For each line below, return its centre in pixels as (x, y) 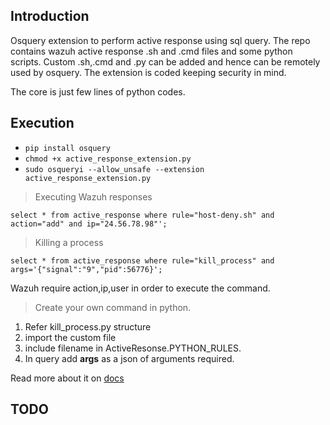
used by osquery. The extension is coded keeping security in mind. (148, 72)
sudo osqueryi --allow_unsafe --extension (114, 169)
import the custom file (70, 337)
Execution (42, 123)
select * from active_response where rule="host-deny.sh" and (142, 215)
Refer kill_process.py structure (88, 326)
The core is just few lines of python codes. (98, 91)
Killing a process (69, 242)
